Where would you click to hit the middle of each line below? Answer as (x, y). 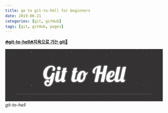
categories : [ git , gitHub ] (33, 21)
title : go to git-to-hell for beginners (48, 10)
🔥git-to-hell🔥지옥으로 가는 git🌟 (37, 42)
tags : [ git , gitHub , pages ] (34, 26)
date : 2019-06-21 (23, 16)
